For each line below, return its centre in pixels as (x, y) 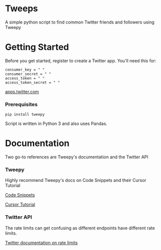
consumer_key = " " (25, 70)
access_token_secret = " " (33, 82)
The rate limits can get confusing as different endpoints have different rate (80, 228)
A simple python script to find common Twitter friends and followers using (80, 22)
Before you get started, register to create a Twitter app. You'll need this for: (81, 61)
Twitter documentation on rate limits (41, 243)
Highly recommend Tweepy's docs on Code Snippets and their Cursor (76, 180)
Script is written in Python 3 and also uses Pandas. (56, 124)
